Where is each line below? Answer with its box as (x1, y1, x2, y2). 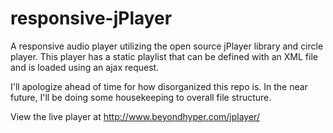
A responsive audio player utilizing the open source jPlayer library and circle (10, 40, 324, 52)
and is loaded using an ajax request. (10, 61, 160, 73)
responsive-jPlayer (10, 7, 173, 30)
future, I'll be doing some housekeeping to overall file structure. (10, 91, 272, 103)
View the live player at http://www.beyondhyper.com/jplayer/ (10, 110, 260, 122)
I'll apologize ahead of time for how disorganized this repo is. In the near (10, 80, 308, 92)
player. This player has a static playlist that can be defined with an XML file (10, 50, 318, 62)
